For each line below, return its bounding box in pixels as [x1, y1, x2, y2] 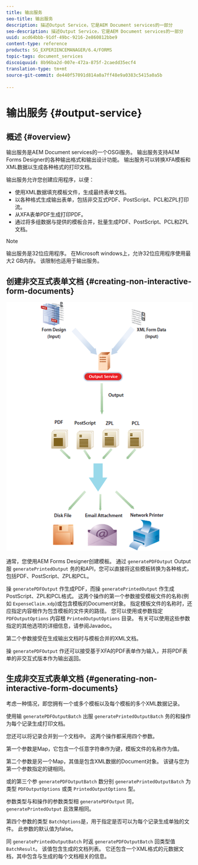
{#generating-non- [85, 674, 158, 684]
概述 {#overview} [6, 132, 71, 142]
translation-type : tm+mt [6, 66, 67, 72]
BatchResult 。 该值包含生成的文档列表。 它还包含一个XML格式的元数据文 [6, 845, 184, 852]
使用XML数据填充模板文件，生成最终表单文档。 [14, 189, 130, 196]
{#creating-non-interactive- [85, 276, 192, 286]
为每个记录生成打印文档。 [6, 720, 69, 727]
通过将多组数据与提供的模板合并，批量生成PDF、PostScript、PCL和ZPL [14, 218, 189, 225]
